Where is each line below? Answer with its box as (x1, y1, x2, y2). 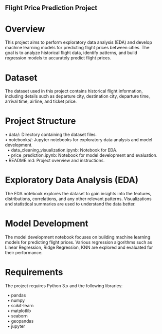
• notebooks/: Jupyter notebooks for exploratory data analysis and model (5, 137, 152, 143)
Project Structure (5, 115, 76, 127)
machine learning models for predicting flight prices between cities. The (5, 45, 150, 51)
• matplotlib (7, 308, 31, 314)
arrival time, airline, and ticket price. (5, 98, 77, 104)
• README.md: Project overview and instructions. (5, 158, 105, 164)
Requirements (5, 267, 63, 278)
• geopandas (7, 318, 34, 324)
